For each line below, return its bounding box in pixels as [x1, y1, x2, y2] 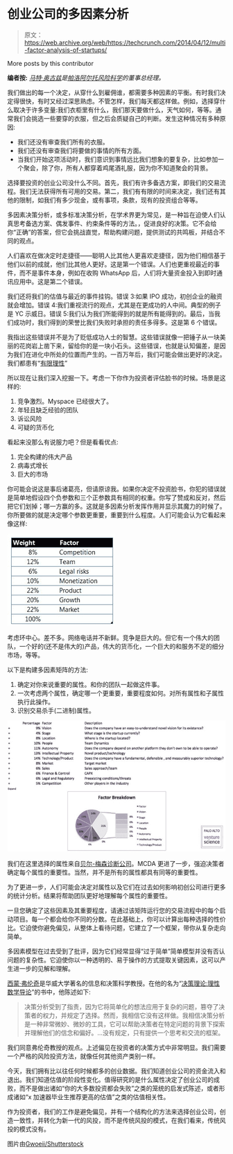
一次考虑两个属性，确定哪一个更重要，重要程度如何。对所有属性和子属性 [17, 688, 224, 697]
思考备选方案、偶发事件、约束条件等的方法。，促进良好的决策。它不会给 [12, 219, 217, 228]
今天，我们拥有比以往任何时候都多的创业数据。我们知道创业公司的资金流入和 [7, 1067, 226, 1075]
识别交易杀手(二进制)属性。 [17, 706, 96, 715]
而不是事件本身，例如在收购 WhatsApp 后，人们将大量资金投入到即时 [19, 269, 217, 277]
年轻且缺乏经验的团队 [17, 405, 78, 414]
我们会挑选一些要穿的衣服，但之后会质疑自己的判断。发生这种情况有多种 [12, 114, 220, 122]
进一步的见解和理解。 [12, 964, 74, 972]
